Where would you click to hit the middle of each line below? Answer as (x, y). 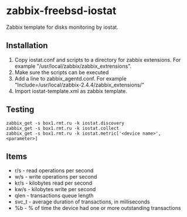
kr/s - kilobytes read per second (53, 183)
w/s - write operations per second (56, 177)
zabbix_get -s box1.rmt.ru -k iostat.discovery (65, 123)
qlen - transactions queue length (54, 196)
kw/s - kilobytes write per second (55, 189)
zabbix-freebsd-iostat (61, 11)
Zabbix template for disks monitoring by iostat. (62, 27)
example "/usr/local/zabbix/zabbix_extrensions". (73, 66)
